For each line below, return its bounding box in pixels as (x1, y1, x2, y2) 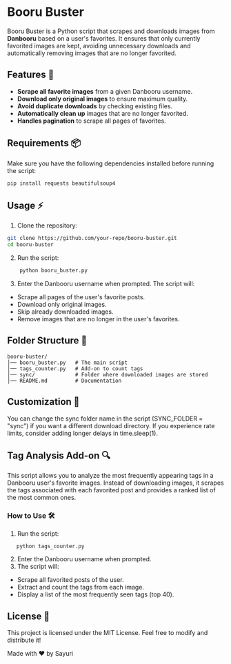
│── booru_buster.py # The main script (7, 359, 128, 366)
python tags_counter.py (16, 543, 85, 550)
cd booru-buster (7, 241, 54, 248)
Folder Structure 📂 (7, 335, 88, 347)
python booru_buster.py (19, 267, 88, 274)
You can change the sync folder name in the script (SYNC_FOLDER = (7, 414, 203, 423)
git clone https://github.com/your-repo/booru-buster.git (7, 235, 177, 242)
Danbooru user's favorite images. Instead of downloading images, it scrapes (7, 479, 224, 487)
